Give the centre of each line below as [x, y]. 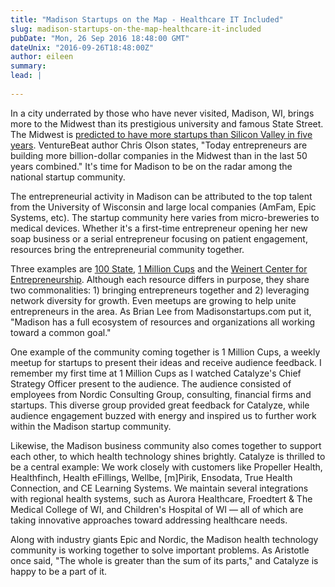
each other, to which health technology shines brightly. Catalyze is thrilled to [168, 456]
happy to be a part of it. [59, 571]
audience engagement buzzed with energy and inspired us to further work [163, 415]
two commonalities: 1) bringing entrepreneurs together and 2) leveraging [160, 290]
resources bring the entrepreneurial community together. [127, 249]
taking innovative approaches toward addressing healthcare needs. [149, 520]
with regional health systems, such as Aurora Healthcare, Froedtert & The [161, 498]
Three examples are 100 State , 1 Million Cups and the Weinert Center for [159, 268]
